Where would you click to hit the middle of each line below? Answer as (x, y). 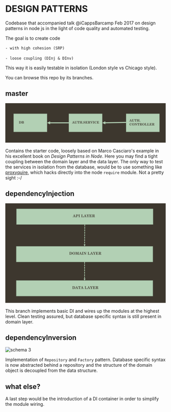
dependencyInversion (41, 338)
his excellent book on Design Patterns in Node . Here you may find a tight (81, 156)
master (17, 94)
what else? (23, 386)
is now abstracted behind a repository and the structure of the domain (79, 365)
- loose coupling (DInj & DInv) (39, 58)
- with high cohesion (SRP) (35, 48)
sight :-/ (13, 178)
